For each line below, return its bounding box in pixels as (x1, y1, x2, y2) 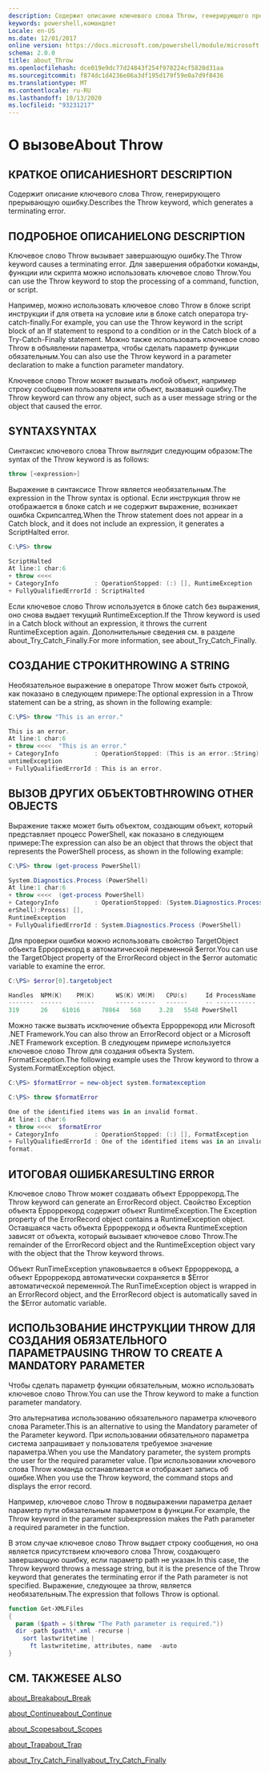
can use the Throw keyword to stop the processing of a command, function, (8, 276, 259, 286)
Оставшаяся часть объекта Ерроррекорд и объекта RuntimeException (8, 1222, 248, 1233)
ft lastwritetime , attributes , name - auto (29, 1642, 178, 1650)
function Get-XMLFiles (8, 1604, 84, 1612)
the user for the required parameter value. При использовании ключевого (8, 1455, 256, 1465)
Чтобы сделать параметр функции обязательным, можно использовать (8, 1380, 255, 1390)
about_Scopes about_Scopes (8, 1724, 102, 1734)
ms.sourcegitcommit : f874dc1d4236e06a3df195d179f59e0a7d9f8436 (8, 71, 224, 79)
